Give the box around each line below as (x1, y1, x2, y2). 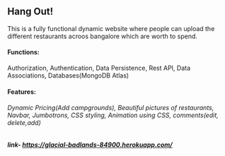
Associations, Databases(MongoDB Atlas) (7, 71, 129, 80)
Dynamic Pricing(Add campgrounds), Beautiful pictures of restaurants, (7, 104, 214, 112)
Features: (7, 88, 37, 96)
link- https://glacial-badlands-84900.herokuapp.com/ (7, 140, 173, 149)
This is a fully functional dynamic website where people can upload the (7, 24, 215, 32)
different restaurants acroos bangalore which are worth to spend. (7, 32, 198, 40)
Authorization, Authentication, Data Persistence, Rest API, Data (7, 64, 191, 73)
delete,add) (7, 119, 41, 127)
